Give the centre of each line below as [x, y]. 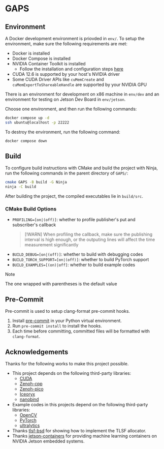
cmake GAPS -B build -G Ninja [36, 182]
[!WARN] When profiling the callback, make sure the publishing [88, 235]
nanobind [29, 399]
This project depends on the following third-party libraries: [72, 373]
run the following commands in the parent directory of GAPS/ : [67, 173]
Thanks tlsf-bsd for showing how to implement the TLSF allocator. [79, 431]
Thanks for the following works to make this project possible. [67, 364]
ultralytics [30, 425]
